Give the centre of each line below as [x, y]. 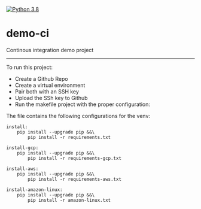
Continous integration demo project [50, 50]
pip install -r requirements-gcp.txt [74, 158]
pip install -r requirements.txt [69, 137]
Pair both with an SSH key [47, 91]
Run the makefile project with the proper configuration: [83, 104]
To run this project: [29, 67]
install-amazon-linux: [34, 190]
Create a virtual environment [50, 85]
